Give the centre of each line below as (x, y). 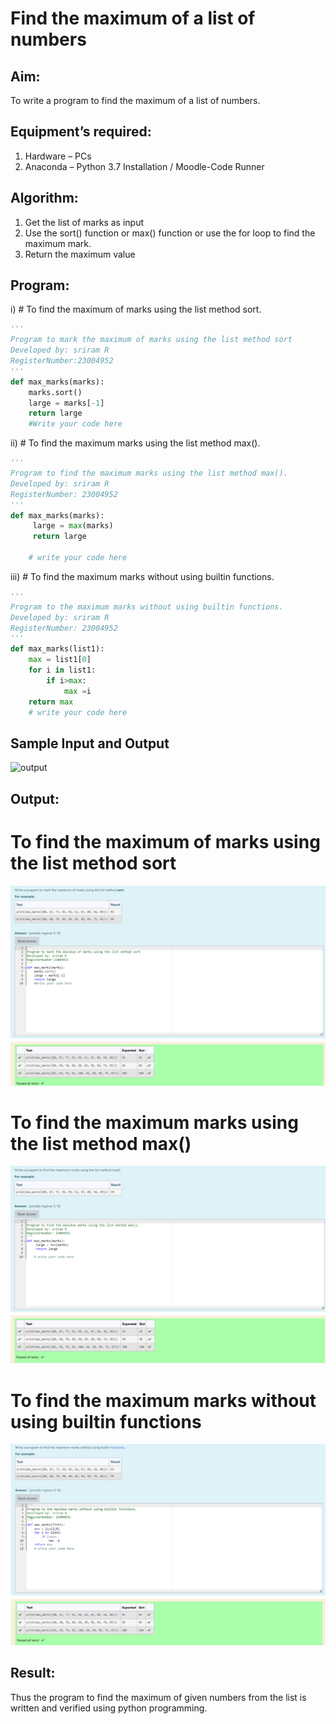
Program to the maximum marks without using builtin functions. (147, 607)
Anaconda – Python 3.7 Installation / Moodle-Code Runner (144, 166)
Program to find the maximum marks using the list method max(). (149, 473)
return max (51, 702)
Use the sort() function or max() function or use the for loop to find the (170, 233)
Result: (33, 1673)
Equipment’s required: (81, 132)
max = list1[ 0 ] (60, 660)
